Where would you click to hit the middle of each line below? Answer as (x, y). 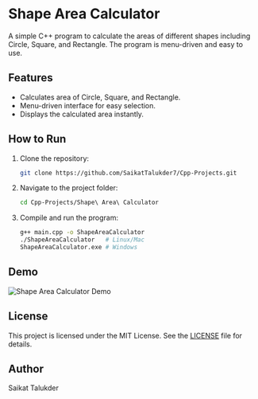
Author (26, 368)
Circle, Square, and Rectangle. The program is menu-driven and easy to (126, 44)
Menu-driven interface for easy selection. (88, 105)
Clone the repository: (54, 158)
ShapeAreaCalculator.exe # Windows (79, 248)
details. (20, 344)
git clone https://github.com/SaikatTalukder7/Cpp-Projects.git (128, 173)
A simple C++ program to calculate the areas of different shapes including (129, 36)
